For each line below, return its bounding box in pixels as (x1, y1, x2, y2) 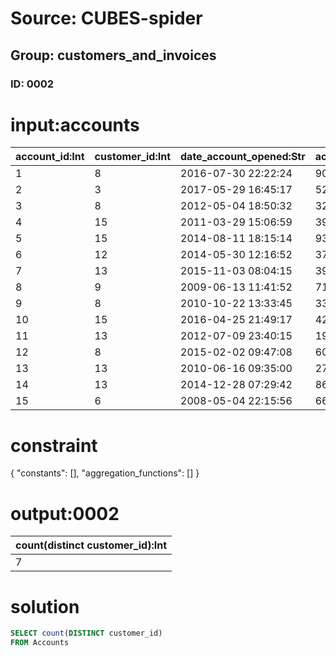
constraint (10, 434, 98, 457)
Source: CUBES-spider (10, 7, 203, 30)
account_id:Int (15, 150, 85, 164)
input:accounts (10, 113, 140, 136)
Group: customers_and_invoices (10, 47, 217, 64)
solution (10, 595, 80, 618)
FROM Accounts (10, 638, 70, 648)
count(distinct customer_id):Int (15, 538, 168, 552)
